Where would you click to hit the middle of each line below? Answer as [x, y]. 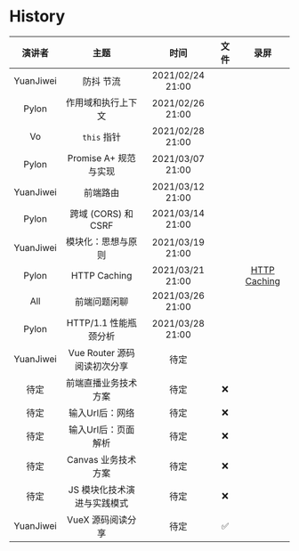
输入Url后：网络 [101, 413]
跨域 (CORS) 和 [101, 214]
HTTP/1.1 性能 [97, 322]
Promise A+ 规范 [101, 158]
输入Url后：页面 [101, 429]
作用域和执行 [93, 102]
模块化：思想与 [97, 241]
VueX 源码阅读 [97, 520]
